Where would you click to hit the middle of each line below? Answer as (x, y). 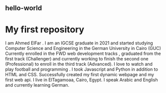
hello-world (24, 8)
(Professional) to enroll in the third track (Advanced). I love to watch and (79, 64)
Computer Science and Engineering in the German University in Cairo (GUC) (83, 48)
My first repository (45, 29)
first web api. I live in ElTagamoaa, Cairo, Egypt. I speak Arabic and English (82, 80)
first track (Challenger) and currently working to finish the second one (77, 59)
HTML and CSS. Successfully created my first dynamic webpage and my (80, 75)
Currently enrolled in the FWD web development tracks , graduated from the (83, 53)
